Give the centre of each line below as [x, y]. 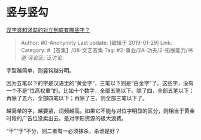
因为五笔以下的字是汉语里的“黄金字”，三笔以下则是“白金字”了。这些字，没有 [100, 83]
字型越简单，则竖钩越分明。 [40, 70]
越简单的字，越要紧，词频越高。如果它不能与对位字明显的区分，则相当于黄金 [100, 111]
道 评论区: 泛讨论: [42, 57]
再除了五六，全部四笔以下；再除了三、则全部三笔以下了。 [77, 98]
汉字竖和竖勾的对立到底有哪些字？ [48, 30]
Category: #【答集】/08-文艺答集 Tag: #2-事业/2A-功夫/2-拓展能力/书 [107, 50]
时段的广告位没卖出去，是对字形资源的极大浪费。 [66, 118]
